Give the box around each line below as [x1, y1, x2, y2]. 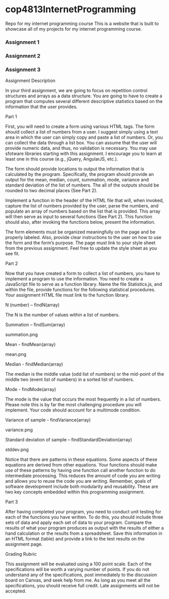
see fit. [5, 251, 20, 257]
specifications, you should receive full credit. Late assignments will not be [5, 583, 160, 589]
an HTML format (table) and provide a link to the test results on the [5, 536, 145, 542]
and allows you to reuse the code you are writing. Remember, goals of [5, 478, 152, 484]
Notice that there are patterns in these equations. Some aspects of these [5, 456, 157, 462]
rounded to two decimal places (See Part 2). [5, 188, 98, 194]
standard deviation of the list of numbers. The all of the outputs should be [5, 182, 159, 188]
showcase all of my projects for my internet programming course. [5, 25, 142, 32]
